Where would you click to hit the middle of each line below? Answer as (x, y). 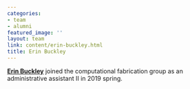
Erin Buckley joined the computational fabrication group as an (95, 71)
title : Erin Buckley (37, 52)
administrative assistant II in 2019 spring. (65, 78)
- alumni (20, 26)
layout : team (26, 39)
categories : (24, 13)
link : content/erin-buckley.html (55, 45)
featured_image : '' (35, 33)
